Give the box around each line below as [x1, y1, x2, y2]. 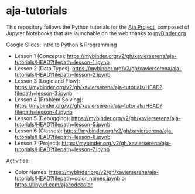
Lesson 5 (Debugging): [14, 114, 70, 121]
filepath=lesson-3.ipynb [14, 90, 73, 97]
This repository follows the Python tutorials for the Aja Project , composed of [6, 23, 190, 30]
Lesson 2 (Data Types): [14, 64, 71, 72]
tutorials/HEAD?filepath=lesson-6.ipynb [14, 133, 111, 140]
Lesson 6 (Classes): [14, 127, 63, 134]
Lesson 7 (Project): [14, 139, 60, 147]
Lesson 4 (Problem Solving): [14, 96, 84, 103]
